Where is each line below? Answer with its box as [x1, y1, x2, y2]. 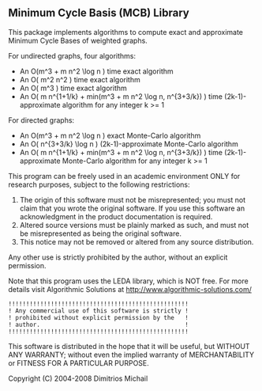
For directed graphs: [8, 115, 75, 125]
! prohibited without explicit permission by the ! [8, 313, 189, 321]
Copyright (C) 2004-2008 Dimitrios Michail [8, 374, 148, 383]
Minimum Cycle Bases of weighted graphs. [8, 36, 148, 45]
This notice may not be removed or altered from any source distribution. [19, 237, 254, 246]
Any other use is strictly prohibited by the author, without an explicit [8, 252, 228, 262]
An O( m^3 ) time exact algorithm [19, 83, 128, 93]
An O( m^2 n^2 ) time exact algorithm [19, 74, 140, 84]
